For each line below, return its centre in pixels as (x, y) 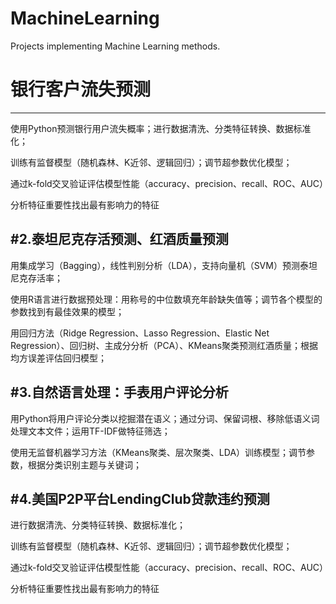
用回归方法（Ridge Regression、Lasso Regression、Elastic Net (140, 333)
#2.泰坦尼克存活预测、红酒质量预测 (119, 239)
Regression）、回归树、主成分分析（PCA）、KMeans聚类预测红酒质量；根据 (164, 345)
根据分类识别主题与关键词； (84, 464)
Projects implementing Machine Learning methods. (115, 46)
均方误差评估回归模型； (58, 358)
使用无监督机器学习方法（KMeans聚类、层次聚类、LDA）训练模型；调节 (158, 452)
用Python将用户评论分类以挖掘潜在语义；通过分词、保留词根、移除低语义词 (165, 418)
